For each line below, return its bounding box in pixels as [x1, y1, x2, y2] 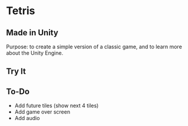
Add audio [14, 115, 40, 122]
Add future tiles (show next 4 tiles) [14, 102, 99, 110]
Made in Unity [6, 28, 59, 38]
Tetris [6, 4, 35, 18]
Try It [6, 67, 27, 77]
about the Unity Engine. [6, 49, 64, 57]
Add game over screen [14, 108, 71, 115]
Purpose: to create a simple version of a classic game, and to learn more [6, 43, 183, 50]
